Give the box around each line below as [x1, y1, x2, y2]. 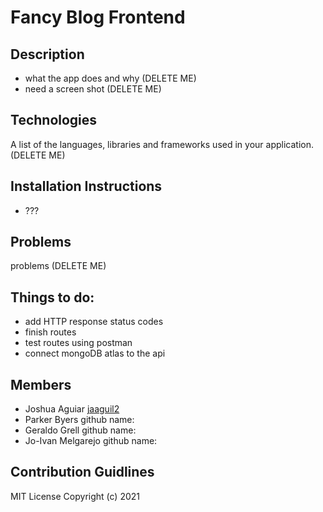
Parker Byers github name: [24, 414, 135, 426]
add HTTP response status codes [24, 316, 164, 328]
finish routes [24, 326, 77, 338]
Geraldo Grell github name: [24, 424, 137, 436]
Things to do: [10, 289, 95, 306]
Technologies [10, 112, 98, 129]
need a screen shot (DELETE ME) [24, 83, 162, 95]
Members [10, 376, 72, 393]
